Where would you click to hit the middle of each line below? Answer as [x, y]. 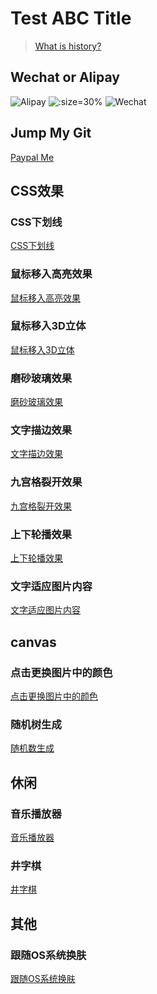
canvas [33, 642]
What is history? [68, 46]
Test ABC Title [71, 18]
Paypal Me [32, 157]
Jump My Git [51, 133]
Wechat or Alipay [65, 77]
